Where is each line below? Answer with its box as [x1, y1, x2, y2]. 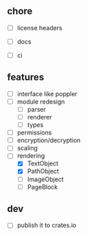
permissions [16, 128, 52, 137]
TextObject [27, 159, 59, 167]
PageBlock [27, 182, 58, 191]
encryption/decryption [16, 137, 81, 145]
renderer [27, 113, 53, 121]
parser [27, 105, 47, 113]
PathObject [27, 167, 60, 176]
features [7, 71, 45, 83]
